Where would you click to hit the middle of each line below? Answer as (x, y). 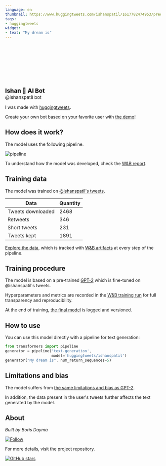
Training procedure (35, 269)
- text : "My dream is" (28, 33)
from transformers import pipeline (42, 346)
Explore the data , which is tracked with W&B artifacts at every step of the (80, 248)
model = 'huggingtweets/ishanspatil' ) (89, 356)
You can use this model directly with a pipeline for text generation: (72, 338)
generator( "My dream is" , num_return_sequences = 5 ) (58, 360)
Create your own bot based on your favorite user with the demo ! (70, 117)
